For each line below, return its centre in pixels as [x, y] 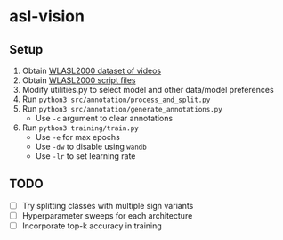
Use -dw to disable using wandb [91, 146]
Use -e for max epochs [77, 137]
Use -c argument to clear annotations [104, 118]
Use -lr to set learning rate [85, 156]
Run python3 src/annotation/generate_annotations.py [122, 108]
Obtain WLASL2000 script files [79, 80]
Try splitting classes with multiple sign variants [108, 205]
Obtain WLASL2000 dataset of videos [92, 70]
